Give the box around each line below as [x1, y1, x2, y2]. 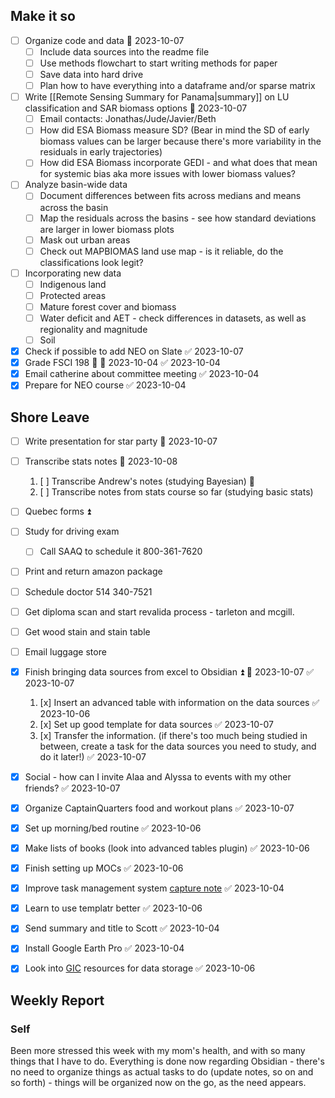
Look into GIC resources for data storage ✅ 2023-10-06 [24, 962, 256, 974]
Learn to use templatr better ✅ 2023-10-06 [24, 902, 203, 914]
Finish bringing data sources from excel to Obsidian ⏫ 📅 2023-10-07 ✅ [24, 665, 315, 678]
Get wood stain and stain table [24, 625, 151, 638]
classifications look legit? [39, 256, 144, 268]
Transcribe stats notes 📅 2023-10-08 [24, 455, 178, 468]
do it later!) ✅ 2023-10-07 [39, 750, 147, 763]
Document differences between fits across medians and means [39, 190, 302, 202]
